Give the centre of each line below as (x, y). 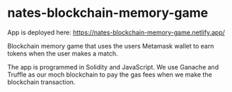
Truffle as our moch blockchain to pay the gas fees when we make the (110, 74)
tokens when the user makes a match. (63, 53)
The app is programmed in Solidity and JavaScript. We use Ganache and (113, 67)
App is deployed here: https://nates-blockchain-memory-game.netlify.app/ (116, 32)
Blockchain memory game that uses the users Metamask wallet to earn (111, 46)
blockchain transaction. (41, 81)
